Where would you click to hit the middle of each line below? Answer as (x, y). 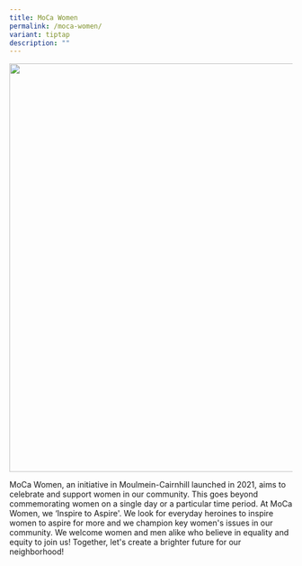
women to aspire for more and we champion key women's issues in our (141, 523)
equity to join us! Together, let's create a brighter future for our (125, 543)
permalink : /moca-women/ (56, 26)
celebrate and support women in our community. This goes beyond (134, 494)
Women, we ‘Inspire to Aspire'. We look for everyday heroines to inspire (142, 514)
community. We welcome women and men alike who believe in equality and (149, 533)
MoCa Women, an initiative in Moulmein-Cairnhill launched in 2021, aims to (147, 485)
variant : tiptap (40, 34)
